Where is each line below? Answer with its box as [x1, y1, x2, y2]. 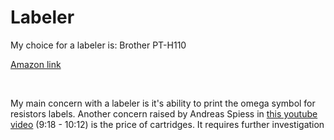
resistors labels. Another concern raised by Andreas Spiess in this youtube [10, 107, 318, 120]
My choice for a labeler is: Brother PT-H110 [10, 39, 187, 51]
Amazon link [10, 58, 62, 70]
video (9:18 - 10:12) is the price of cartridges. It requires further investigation [10, 118, 325, 130]
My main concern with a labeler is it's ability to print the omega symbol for [10, 97, 316, 109]
